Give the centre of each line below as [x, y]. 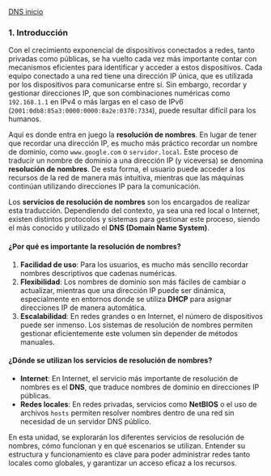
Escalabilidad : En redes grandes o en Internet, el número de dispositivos [142, 316]
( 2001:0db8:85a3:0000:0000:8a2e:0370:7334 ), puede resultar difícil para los [132, 110]
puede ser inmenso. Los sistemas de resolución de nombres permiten [136, 325]
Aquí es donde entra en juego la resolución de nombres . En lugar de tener [133, 135]
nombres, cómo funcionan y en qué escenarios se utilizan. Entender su [127, 445]
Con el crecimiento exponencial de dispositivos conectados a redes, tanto [131, 50]
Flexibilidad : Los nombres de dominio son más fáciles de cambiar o [133, 282]
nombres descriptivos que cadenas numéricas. [98, 273]
